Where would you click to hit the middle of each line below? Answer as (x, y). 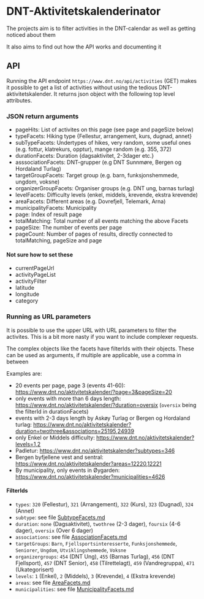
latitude (25, 288)
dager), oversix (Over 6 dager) (54, 530)
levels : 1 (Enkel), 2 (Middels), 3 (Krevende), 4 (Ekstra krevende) (95, 576)
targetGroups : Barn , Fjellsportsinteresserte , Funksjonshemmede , (96, 543)
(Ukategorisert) (34, 570)
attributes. (19, 100)
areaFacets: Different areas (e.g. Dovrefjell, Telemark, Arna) (90, 201)
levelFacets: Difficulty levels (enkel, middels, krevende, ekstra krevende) (106, 195)
